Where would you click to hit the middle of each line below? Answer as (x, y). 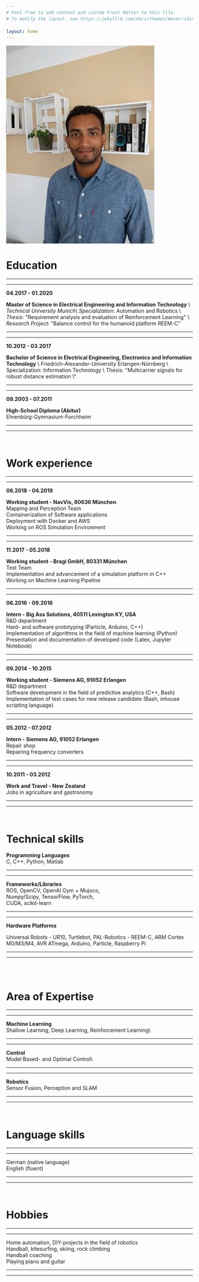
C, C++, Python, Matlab (35, 862)
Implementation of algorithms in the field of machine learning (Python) (92, 633)
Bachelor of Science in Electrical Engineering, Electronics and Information (99, 357)
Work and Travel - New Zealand (46, 786)
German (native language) (38, 1162)
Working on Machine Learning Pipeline (53, 581)
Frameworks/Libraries (34, 884)
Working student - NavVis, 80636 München (61, 502)
